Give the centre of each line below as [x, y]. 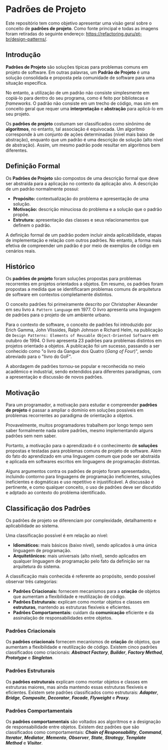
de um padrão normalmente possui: [42, 189]
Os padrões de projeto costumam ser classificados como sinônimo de [78, 123]
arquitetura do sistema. [37, 567]
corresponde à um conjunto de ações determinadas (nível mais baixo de [80, 134]
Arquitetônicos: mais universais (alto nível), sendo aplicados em [79, 556]
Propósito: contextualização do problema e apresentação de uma [81, 199]
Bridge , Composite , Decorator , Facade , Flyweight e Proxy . [68, 697]
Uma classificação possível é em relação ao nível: [57, 535]
